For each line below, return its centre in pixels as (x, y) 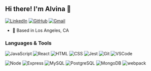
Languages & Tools (28, 43)
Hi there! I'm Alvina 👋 (38, 9)
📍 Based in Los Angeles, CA (40, 30)
